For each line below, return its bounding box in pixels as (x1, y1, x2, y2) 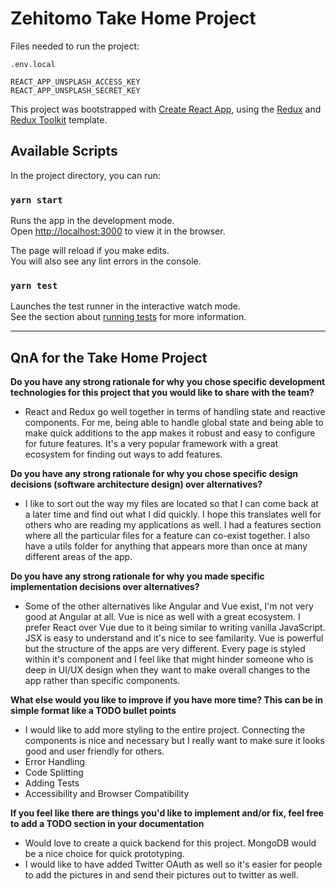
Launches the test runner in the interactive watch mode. (10, 300, 242, 312)
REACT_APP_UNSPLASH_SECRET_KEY (10, 85, 141, 96)
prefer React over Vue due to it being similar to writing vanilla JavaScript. (24, 622, 326, 634)
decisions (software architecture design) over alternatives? (10, 478, 263, 491)
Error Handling (24, 756, 86, 768)
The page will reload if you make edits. (10, 245, 170, 257)
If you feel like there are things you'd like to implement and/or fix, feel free (10, 807, 324, 819)
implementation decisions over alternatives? (10, 581, 200, 593)
